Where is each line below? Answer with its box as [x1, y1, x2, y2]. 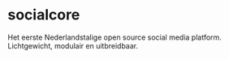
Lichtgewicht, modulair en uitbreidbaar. [7, 40, 139, 50]
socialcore [7, 6, 80, 24]
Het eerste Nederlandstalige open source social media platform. [7, 32, 223, 42]
